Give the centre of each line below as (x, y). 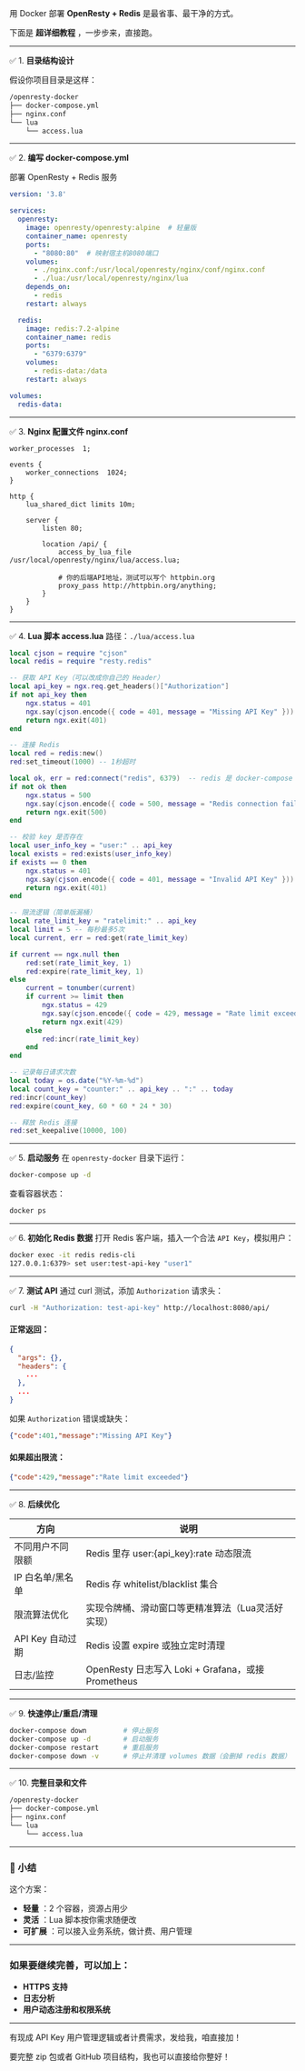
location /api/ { (74, 544)
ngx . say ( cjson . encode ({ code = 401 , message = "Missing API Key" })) (160, 712)
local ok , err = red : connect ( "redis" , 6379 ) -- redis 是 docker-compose (151, 778)
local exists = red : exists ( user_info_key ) (91, 854)
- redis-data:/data (70, 371)
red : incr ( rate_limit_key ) (91, 1039)
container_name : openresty (77, 236)
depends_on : (48, 287)
